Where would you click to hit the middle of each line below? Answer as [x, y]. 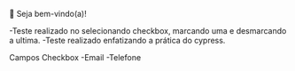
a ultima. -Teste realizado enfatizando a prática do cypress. [117, 40]
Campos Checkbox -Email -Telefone [75, 57]
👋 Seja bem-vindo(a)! [48, 14]
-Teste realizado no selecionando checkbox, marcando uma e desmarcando [148, 31]
